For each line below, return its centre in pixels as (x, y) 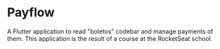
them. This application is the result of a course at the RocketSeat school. (110, 38)
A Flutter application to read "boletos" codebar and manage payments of (110, 31)
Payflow (31, 13)
